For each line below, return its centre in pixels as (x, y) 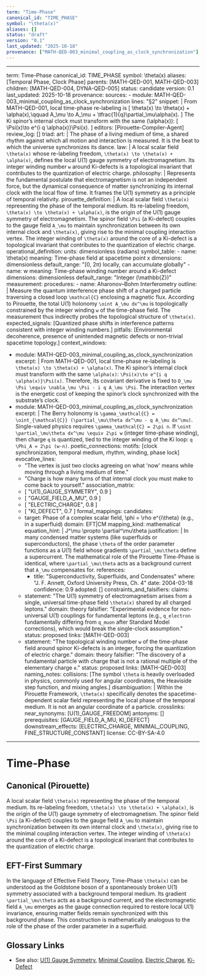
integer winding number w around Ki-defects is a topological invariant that (99, 166)
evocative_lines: (36, 459)
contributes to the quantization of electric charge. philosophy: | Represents (101, 173)
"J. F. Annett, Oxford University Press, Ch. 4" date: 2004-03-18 (113, 583)
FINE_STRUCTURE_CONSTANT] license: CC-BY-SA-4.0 (95, 733)
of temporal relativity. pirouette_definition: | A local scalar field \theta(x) (98, 199)
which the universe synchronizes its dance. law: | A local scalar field (93, 147)
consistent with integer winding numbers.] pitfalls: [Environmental (89, 330)
